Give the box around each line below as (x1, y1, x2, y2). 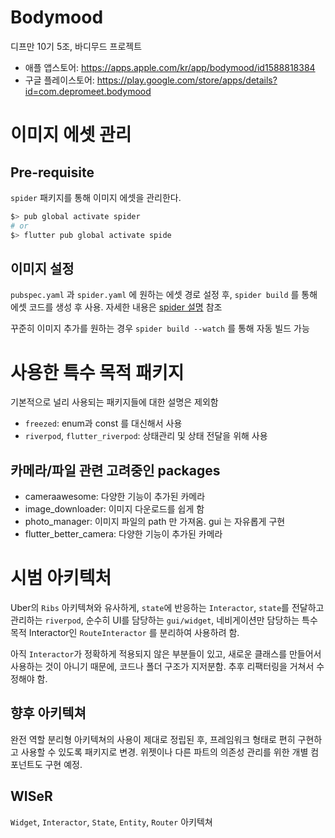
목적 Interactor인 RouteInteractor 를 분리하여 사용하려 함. (10, 627, 240, 639)
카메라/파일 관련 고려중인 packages (10, 462, 221, 479)
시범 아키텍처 (10, 567, 112, 590)
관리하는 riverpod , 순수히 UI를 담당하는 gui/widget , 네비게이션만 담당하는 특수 (10, 614, 318, 626)
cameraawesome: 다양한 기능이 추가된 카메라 (24, 491, 206, 503)
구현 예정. (44, 758, 83, 770)
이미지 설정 (10, 260, 75, 277)
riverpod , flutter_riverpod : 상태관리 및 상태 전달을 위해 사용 (24, 430, 268, 442)
